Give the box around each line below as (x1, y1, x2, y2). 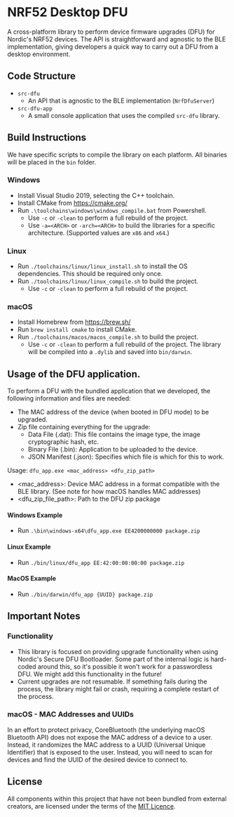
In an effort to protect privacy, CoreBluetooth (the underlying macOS (7, 725, 205, 734)
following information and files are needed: (7, 394, 131, 403)
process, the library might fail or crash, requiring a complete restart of (17, 684, 219, 693)
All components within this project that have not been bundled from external (7, 795, 227, 803)
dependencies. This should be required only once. (17, 270, 163, 278)
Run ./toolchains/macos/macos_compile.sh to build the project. (17, 333, 198, 341)
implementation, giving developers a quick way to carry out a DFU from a (7, 42, 219, 51)
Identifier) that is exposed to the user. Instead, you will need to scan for (7, 747, 213, 756)
